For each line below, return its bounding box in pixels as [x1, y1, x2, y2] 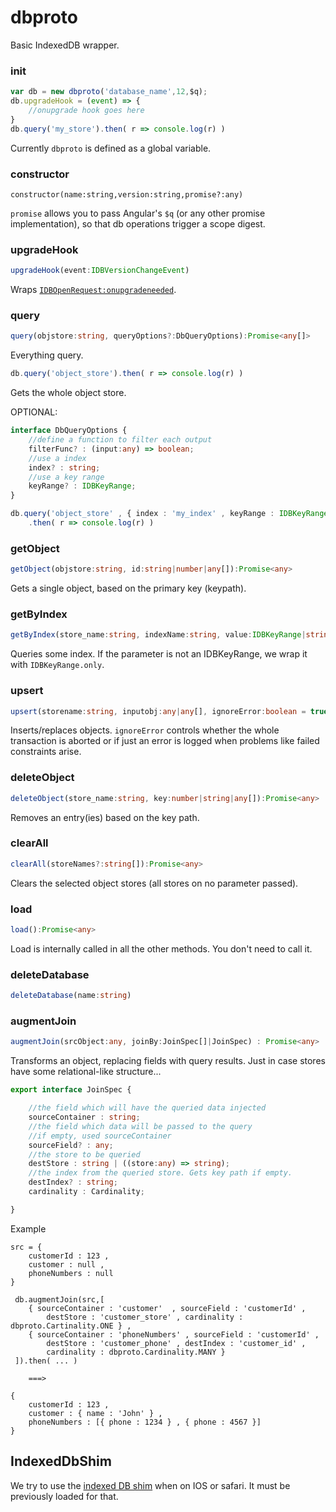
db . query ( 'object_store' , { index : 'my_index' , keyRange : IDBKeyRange [10, 509, 329, 519]
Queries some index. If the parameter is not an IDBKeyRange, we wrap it [10, 648, 308, 660]
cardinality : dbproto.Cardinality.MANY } [46, 1347, 226, 1357]
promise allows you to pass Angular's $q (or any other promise [10, 207, 266, 219]
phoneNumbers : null [28, 1268, 114, 1278]
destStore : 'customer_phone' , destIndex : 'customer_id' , [46, 1338, 307, 1348]
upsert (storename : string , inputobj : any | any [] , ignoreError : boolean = [10, 706, 307, 716]
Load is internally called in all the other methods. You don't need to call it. [10, 942, 313, 955]
